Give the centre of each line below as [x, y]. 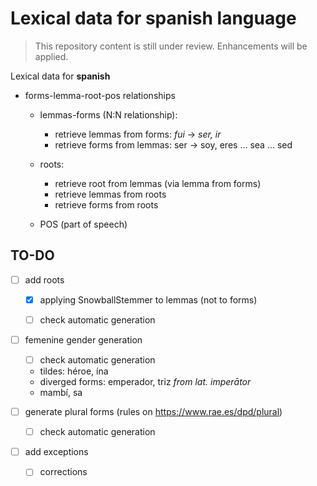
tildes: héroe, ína [74, 371]
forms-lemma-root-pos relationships [100, 95]
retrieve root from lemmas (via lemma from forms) [158, 183]
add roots [44, 279]
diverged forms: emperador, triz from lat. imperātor [145, 382]
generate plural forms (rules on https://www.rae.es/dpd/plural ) [153, 412]
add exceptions [56, 452]
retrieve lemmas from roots [110, 194]
